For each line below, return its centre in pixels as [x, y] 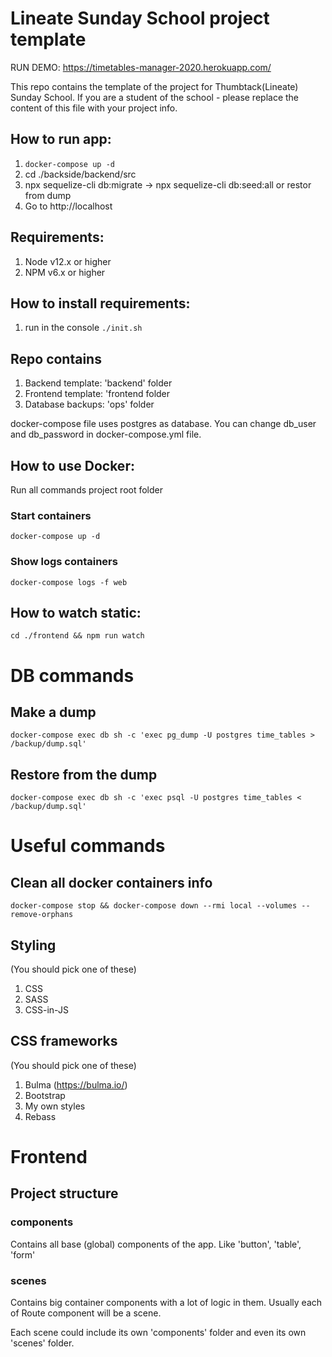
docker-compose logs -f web [69, 582]
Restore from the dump [84, 774]
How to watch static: [76, 612]
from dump [48, 195]
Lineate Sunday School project [140, 18]
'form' [23, 1254]
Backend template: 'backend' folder [98, 383]
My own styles [55, 1106]
